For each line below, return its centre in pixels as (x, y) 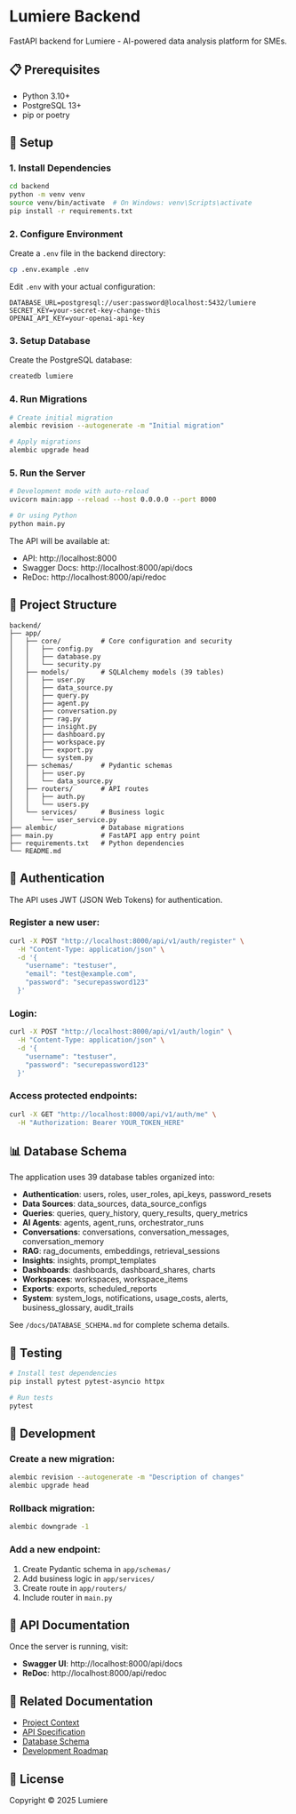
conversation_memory (63, 1242)
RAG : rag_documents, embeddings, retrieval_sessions (121, 1251)
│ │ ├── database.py (55, 656)
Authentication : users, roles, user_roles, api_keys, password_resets (147, 1195)
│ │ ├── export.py (51, 750)
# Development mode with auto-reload (79, 491)
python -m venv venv (48, 195)
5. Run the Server (48, 473)
